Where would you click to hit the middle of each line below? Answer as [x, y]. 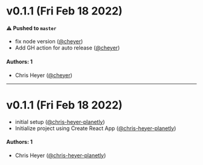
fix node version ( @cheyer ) [49, 42]
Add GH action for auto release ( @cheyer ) [67, 48]
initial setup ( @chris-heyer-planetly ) [60, 122]
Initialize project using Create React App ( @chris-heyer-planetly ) [95, 128]
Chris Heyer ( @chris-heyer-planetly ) [60, 155]
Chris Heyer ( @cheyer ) [43, 75]
